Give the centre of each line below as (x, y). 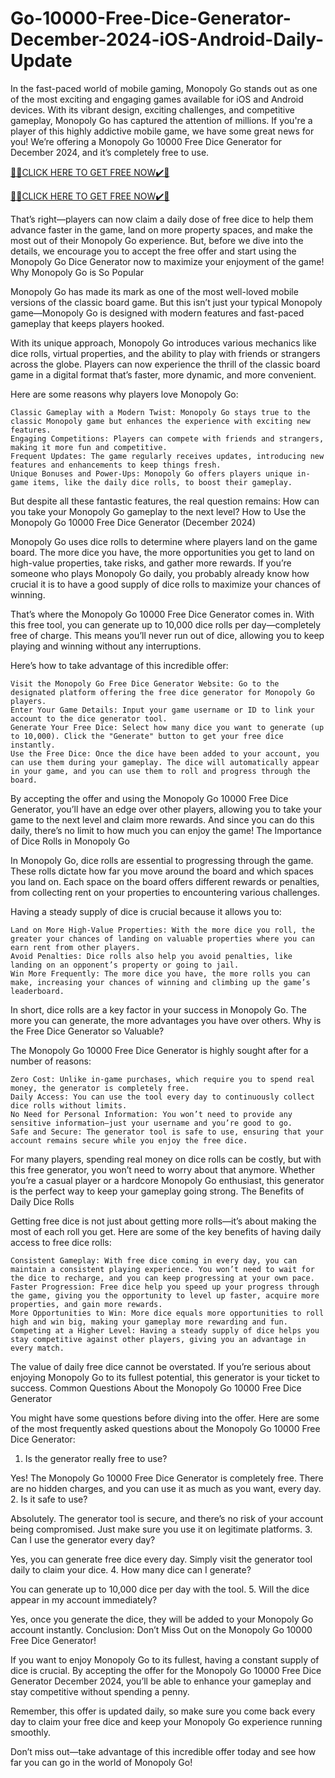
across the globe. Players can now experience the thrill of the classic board (165, 364)
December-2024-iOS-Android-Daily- (167, 39)
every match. (37, 1348)
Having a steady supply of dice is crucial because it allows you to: (146, 911)
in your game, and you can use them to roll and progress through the (160, 771)
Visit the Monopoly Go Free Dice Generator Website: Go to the (145, 683)
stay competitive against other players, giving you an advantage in (158, 1339)
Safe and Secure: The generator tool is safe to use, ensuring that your (167, 1132)
